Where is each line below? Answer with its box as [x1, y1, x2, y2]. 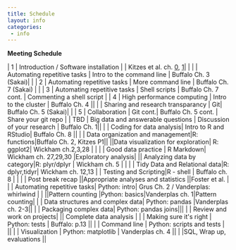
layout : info [7, 17, 46, 24]
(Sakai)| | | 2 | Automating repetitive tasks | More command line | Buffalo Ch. [7, 78, 229, 87]
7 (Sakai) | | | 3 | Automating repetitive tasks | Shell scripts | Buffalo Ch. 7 [7, 85, 219, 94]
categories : [7, 23, 42, 30]
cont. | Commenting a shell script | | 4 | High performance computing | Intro [7, 93, 227, 101]
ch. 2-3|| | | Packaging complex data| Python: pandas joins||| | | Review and [7, 205, 227, 213]
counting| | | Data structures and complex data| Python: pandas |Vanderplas [7, 198, 229, 206]
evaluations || [7, 235, 47, 244]
